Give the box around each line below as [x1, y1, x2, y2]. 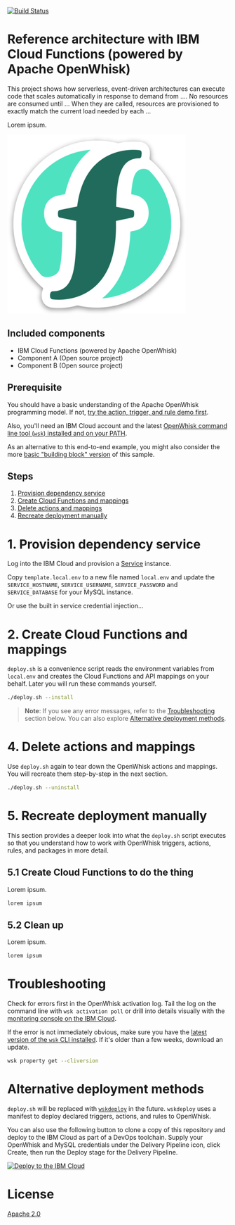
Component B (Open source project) [17, 361, 123, 370]
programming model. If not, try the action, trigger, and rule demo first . [7, 408, 209, 416]
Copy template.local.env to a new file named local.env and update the [7, 573, 215, 582]
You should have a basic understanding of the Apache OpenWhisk [7, 400, 199, 408]
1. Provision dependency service [7, 536, 201, 552]
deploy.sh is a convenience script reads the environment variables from [7, 665, 215, 673]
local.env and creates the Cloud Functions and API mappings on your [7, 672, 210, 681]
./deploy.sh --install [7, 694, 74, 701]
